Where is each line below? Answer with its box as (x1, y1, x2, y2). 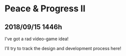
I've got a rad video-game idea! (4, 36, 69, 42)
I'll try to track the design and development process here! (4, 46, 122, 51)
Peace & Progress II (4, 3, 86, 14)
